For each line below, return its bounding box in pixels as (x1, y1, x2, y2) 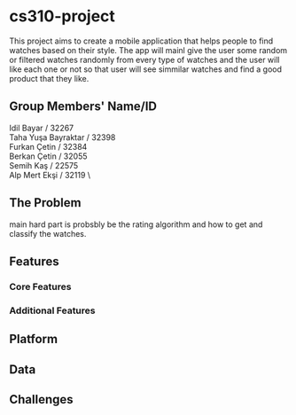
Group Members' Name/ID (9, 99, 158, 114)
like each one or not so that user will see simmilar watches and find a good (9, 64, 282, 74)
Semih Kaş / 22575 (9, 160, 79, 170)
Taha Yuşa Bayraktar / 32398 (9, 131, 116, 143)
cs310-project (9, 6, 115, 27)
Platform (9, 332, 58, 347)
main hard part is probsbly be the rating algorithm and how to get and (9, 219, 263, 230)
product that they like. (9, 73, 90, 83)
